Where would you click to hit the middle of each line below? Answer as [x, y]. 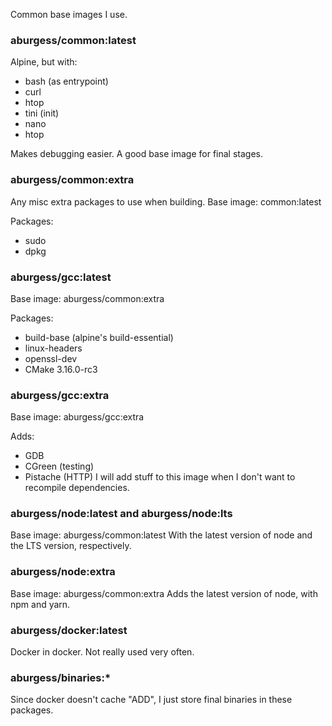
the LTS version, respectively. [71, 546]
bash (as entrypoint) [66, 81]
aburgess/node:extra [63, 572]
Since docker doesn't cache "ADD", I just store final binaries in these [151, 700]
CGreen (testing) [59, 466]
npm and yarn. [40, 604]
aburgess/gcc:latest [61, 277]
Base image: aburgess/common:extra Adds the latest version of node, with [164, 593]
